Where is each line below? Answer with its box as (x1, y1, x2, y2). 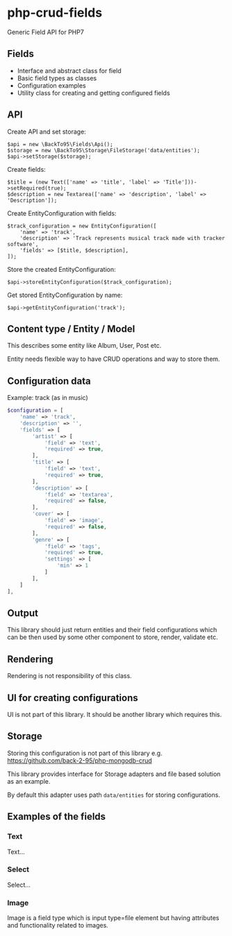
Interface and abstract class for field (17, 66, 122, 74)
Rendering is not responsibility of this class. (7, 672, 132, 680)
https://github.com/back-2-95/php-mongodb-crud (7, 756, 153, 764)
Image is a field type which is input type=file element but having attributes (7, 914, 219, 922)
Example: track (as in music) (7, 394, 88, 402)
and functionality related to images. (7, 921, 109, 930)
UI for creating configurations (7, 692, 138, 704)
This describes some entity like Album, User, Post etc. (7, 341, 162, 350)
